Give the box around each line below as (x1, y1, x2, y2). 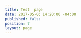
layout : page (5, 26, 32, 31)
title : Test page (5, 7, 43, 12)
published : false (5, 16, 41, 21)
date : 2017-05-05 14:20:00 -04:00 (5, 12, 77, 17)
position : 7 (5, 21, 30, 26)
